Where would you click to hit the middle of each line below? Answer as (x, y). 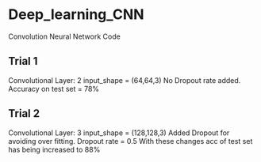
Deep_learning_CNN (76, 15)
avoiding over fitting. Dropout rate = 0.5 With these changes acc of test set (130, 141)
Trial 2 (24, 113)
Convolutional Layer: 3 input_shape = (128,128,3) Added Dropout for (119, 133)
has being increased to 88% (54, 149)
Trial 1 (23, 61)
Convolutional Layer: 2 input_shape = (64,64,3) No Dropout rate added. (125, 80)
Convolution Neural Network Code (64, 36)
